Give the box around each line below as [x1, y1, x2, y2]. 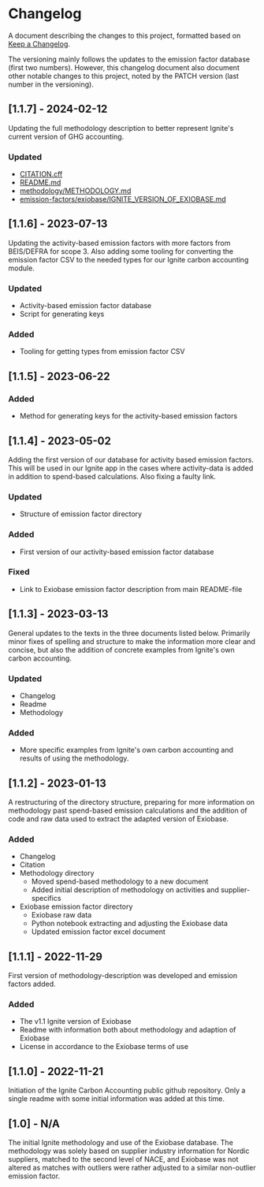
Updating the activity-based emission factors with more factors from [8, 238, 231, 247]
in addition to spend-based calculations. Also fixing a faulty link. [8, 471, 217, 481]
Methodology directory [19, 869, 95, 878]
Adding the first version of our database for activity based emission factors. [8, 455, 255, 464]
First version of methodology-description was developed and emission [8, 971, 238, 980]
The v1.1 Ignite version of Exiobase [19, 1017, 132, 1026]
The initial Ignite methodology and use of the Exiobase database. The [8, 1138, 234, 1148]
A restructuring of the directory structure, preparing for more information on [8, 798, 255, 807]
